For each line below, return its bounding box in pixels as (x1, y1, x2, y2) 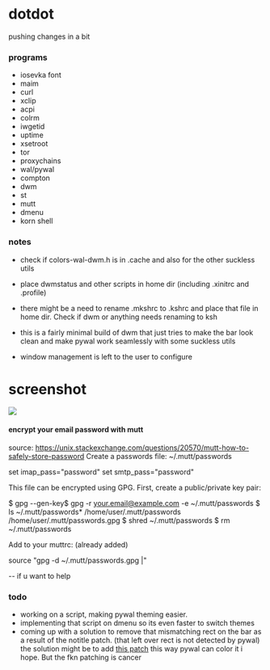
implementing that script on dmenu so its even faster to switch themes (19, 617, 255, 627)
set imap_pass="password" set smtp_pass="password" (8, 466, 195, 477)
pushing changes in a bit (8, 32, 91, 41)
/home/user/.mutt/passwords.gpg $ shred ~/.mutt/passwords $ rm (8, 515, 230, 525)
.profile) (19, 288, 47, 297)
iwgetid (19, 122, 45, 132)
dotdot (8, 5, 54, 23)
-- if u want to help (8, 571, 71, 580)
